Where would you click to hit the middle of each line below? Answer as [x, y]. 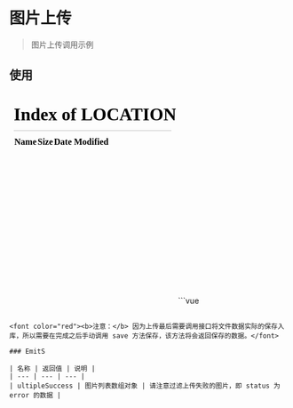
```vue [188, 300]
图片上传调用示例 [62, 44]
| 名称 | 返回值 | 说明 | [52, 368]
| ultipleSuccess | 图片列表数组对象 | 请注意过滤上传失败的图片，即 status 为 [145, 386]
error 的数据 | [35, 395]
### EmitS [28, 351]
